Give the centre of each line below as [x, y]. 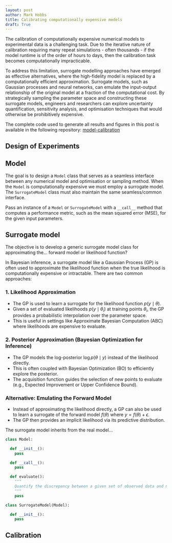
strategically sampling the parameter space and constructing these [76, 98]
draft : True [18, 24]
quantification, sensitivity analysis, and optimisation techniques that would [84, 109]
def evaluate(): [27, 477]
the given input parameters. [35, 218]
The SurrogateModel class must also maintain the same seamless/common [84, 192]
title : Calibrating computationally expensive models [64, 20]
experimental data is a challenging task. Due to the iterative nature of [78, 45]
